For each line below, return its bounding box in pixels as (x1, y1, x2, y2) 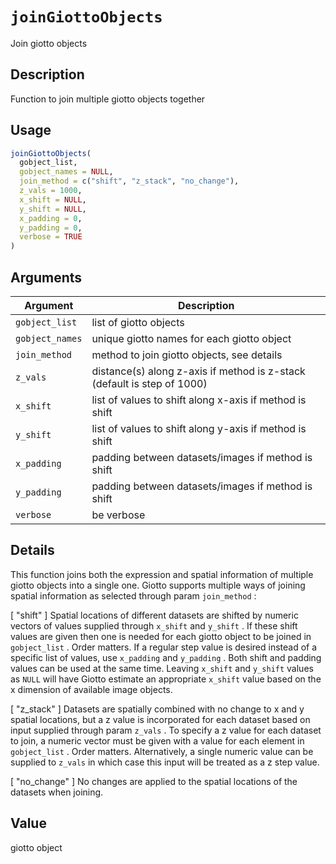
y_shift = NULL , (19, 204, 87, 214)
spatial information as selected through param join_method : (10, 589, 257, 602)
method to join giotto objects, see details (91, 348, 283, 362)
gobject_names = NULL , (19, 167, 114, 177)
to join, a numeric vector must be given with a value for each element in (10, 734, 305, 747)
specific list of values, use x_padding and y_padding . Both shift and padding (10, 651, 322, 663)
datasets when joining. (10, 786, 104, 798)
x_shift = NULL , (19, 194, 87, 205)
